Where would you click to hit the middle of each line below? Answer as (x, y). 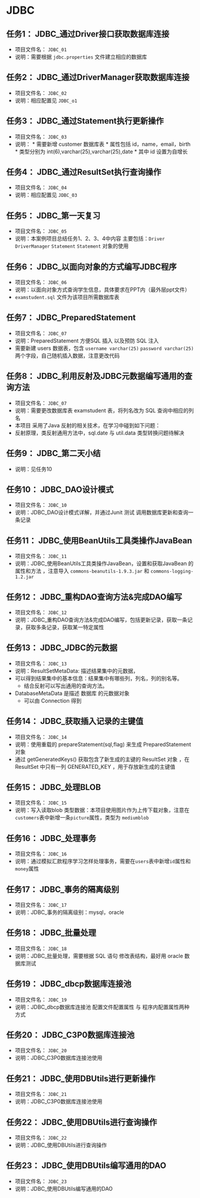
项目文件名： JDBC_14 (41, 737)
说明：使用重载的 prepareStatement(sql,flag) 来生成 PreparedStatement (103, 744)
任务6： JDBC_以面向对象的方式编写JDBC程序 (92, 267)
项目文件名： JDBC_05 (41, 231)
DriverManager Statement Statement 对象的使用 (72, 246)
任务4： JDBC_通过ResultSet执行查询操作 (84, 172)
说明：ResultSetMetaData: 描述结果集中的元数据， (77, 671)
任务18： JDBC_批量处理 (51, 933)
